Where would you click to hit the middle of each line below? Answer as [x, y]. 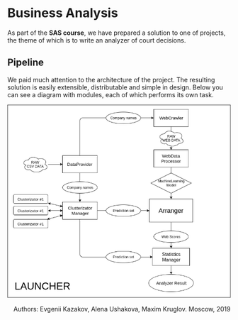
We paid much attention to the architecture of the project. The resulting [111, 79]
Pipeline [26, 63]
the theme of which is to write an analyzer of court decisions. [97, 40]
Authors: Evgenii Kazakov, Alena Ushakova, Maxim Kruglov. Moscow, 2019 [122, 309]
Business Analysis [63, 13]
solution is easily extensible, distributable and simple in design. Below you [115, 87]
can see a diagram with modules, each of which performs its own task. [110, 94]
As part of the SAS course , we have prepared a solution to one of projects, [117, 33]
